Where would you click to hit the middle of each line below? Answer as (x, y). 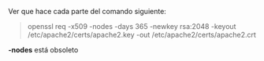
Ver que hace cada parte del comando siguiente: (87, 11)
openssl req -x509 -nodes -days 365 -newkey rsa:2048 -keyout (132, 26)
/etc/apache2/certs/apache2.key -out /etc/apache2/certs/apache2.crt (141, 35)
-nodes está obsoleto (43, 50)
